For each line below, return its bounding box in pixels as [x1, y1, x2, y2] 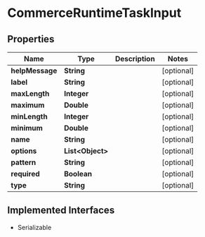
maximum [11, 100, 45, 110]
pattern [11, 157, 37, 167]
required [11, 169, 40, 178]
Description [114, 54, 156, 63]
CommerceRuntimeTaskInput [7, 5, 182, 21]
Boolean [64, 169, 93, 178]
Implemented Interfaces [7, 205, 115, 217]
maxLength [11, 89, 50, 98]
